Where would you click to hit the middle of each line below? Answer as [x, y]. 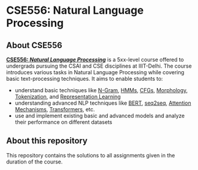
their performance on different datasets [63, 122]
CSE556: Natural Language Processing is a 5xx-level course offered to [95, 60]
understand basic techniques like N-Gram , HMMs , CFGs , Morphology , [101, 90]
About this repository [47, 141]
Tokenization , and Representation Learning [68, 97]
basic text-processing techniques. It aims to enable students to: [85, 79]
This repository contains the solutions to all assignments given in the [91, 155]
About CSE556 [34, 45]
